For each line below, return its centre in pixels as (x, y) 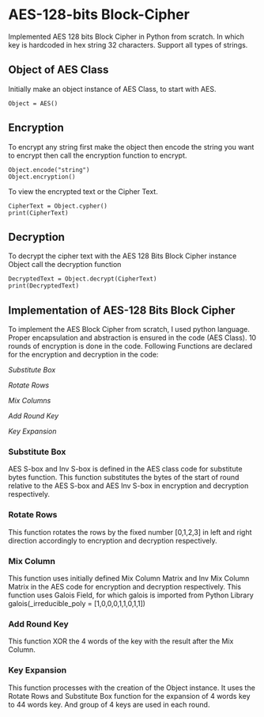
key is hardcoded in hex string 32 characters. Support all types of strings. (128, 44)
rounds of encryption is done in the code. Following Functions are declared (130, 346)
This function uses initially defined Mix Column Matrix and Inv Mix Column (129, 578)
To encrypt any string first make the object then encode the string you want (131, 147)
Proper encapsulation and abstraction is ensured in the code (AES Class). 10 (132, 338)
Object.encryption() (42, 177)
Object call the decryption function (65, 265)
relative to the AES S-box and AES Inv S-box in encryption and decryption (128, 486)
